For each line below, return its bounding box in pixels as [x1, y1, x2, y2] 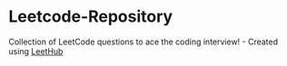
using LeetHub [8, 45, 64, 56]
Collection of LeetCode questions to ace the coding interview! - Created [8, 36, 279, 47]
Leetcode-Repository [8, 6, 173, 27]
